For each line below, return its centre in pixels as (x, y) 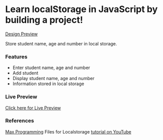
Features (16, 56)
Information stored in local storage (48, 84)
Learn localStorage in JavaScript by (82, 9)
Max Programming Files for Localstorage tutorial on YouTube (68, 131)
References (20, 121)
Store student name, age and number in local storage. (61, 43)
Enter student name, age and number (51, 68)
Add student (25, 73)
